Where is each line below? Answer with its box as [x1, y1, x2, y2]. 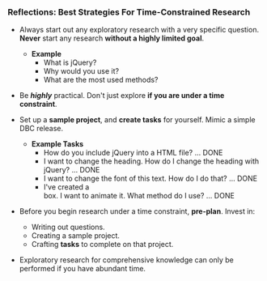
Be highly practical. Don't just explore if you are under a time [19, 91, 225, 100]
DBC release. [19, 124, 64, 134]
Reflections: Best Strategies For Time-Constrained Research [7, 6, 251, 18]
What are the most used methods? [43, 75, 159, 85]
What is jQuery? [43, 57, 97, 67]
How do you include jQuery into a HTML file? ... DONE [43, 148, 223, 158]
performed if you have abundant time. [19, 264, 146, 274]
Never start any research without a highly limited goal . [19, 33, 205, 43]
